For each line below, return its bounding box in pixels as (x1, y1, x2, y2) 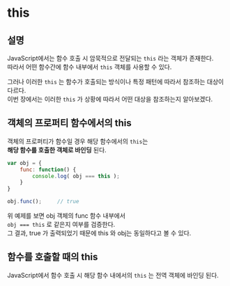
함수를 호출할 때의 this (7, 251, 98, 263)
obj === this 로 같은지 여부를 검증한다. (7, 221, 116, 229)
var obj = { (7, 159, 42, 166)
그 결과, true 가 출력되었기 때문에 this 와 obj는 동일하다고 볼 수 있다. (7, 229, 192, 237)
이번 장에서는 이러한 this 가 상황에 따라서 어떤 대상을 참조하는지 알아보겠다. (7, 95, 213, 103)
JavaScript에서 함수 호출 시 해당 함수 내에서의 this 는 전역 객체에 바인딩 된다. (7, 271, 220, 279)
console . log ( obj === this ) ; (32, 173, 120, 180)
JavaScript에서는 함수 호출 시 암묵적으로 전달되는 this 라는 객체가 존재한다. (7, 54, 214, 62)
